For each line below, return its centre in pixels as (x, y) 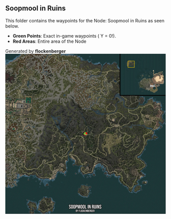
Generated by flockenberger (36, 51)
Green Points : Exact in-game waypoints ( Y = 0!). (64, 36)
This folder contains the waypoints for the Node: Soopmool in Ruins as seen (85, 20)
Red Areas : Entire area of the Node (49, 41)
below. (12, 26)
